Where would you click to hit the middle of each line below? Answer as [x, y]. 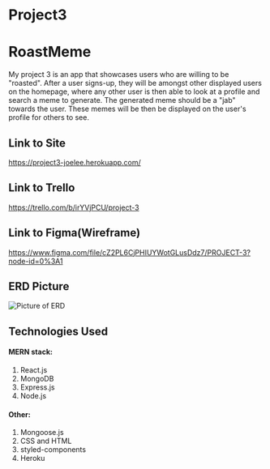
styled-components [53, 450]
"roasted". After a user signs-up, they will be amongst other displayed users [135, 83]
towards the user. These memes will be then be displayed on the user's [127, 109]
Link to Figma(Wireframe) [74, 233]
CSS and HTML [46, 441]
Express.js [37, 387]
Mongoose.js [42, 433]
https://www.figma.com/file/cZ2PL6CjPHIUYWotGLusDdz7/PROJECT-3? [130, 252]
